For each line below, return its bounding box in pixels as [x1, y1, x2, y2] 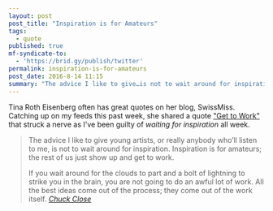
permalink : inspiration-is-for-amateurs [8, 65, 148, 73]
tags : [8, 27, 27, 35]
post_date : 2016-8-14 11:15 [8, 72, 104, 80]
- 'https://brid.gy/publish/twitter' [15, 58, 144, 66]
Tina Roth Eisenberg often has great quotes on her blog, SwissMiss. [8, 102, 236, 112]
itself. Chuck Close [28, 194, 92, 204]
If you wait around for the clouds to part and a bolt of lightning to [28, 168, 245, 178]
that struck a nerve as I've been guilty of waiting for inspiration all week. [8, 119, 250, 129]
